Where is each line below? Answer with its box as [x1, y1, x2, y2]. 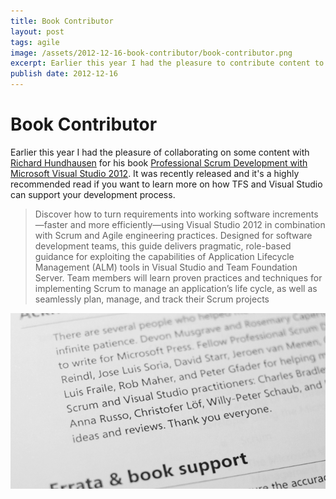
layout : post [10, 26, 65, 37]
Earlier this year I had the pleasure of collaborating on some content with [10, 146, 310, 158]
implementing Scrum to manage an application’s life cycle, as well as [34, 282, 318, 294]
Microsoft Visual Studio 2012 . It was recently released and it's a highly [10, 167, 300, 179]
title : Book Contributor [10, 16, 114, 26]
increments [272, 208, 319, 220]
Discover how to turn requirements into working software [34, 208, 271, 220]
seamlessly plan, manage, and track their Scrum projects [34, 293, 270, 305]
